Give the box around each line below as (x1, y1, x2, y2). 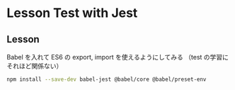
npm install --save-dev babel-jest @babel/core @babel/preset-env (6, 76, 207, 83)
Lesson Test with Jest (6, 5, 138, 21)
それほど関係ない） (6, 62, 63, 70)
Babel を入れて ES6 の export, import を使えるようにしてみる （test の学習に (6, 53, 229, 61)
